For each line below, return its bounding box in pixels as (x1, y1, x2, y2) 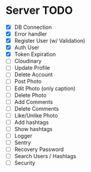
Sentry (14, 139, 31, 146)
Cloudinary (14, 58, 42, 65)
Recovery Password (14, 146, 64, 153)
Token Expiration (14, 51, 56, 58)
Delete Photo (14, 91, 47, 99)
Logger (14, 132, 32, 139)
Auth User (14, 44, 40, 51)
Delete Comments (14, 105, 59, 112)
